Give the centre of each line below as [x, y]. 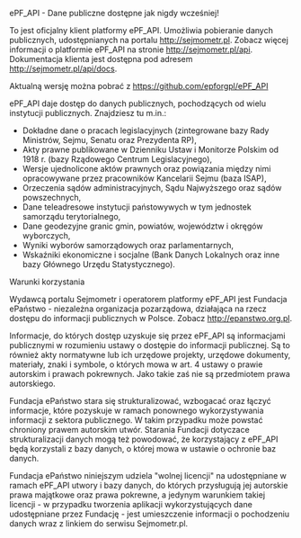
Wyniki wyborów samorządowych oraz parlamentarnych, [128, 245]
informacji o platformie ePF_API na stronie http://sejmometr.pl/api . [131, 49]
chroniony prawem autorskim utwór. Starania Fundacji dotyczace [129, 430]
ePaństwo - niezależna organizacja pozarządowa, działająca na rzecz [138, 309]
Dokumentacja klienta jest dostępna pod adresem [101, 59]
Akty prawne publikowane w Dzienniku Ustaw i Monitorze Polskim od [150, 149]
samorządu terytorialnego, [71, 216]
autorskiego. [32, 383]
